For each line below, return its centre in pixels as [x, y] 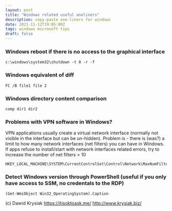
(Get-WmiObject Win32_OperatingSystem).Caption [57, 194]
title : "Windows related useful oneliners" [52, 15]
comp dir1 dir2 [21, 109]
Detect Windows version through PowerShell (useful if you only [86, 177]
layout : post [19, 10]
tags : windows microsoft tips [38, 29]
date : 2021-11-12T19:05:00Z [35, 24]
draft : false [19, 34]
